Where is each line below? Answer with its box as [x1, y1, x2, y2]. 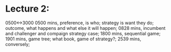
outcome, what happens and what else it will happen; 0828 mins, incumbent [5, 25, 166, 31]
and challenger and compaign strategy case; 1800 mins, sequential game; [5, 30, 161, 36]
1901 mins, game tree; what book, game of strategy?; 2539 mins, [5, 36, 141, 42]
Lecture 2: [5, 3, 50, 15]
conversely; [5, 41, 30, 47]
